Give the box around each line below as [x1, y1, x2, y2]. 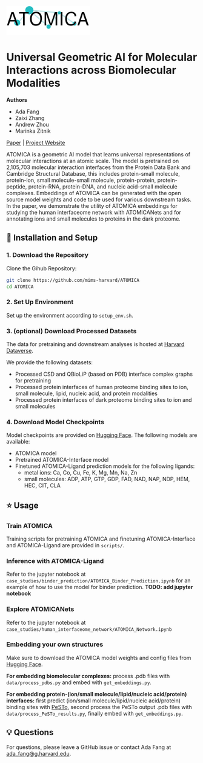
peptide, [6, 182, 27, 190]
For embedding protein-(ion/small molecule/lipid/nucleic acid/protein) [6, 690, 187, 698]
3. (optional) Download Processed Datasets [6, 327, 137, 335]
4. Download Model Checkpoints [6, 418, 105, 426]
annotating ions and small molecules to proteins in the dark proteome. [6, 215, 181, 222]
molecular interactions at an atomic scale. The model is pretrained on [6, 157, 179, 164]
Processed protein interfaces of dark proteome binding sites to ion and [15, 396, 192, 403]
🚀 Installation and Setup [6, 233, 98, 243]
